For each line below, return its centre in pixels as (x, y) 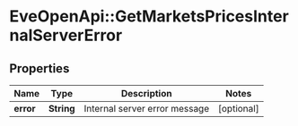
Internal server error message (146, 109)
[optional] (239, 109)
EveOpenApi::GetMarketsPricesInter (149, 17)
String (61, 109)
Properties (39, 68)
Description (146, 93)
